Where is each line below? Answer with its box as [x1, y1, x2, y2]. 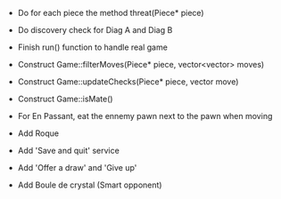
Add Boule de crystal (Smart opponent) [17, 179, 162, 190]
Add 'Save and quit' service [17, 146, 120, 155]
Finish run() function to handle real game [17, 42, 168, 52]
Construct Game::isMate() [17, 93, 113, 104]
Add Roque [17, 128, 60, 139]
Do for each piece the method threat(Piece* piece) [17, 8, 204, 18]
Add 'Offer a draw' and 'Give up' [17, 163, 137, 172]
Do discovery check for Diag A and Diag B [17, 25, 173, 35]
